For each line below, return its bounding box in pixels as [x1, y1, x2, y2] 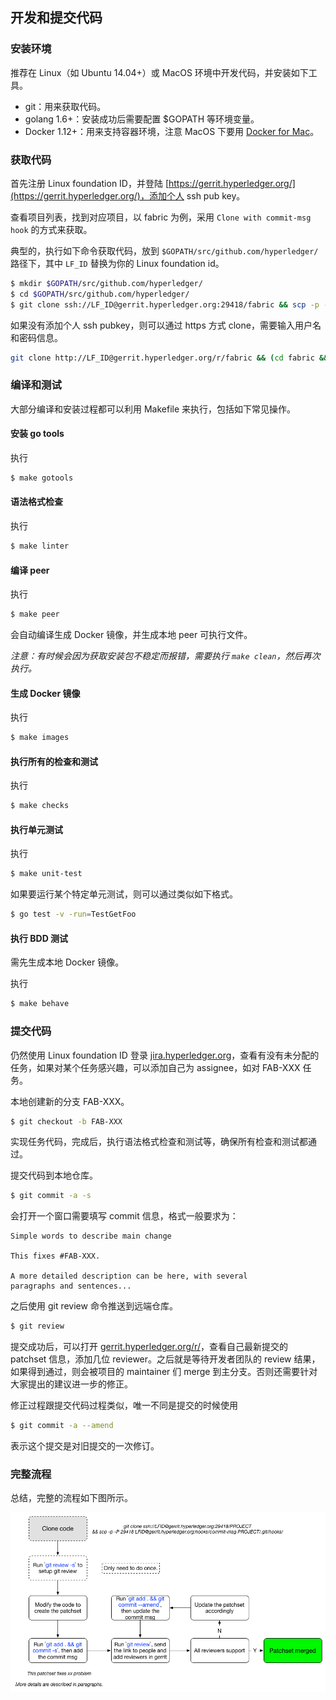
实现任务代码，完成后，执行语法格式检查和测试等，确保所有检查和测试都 [10, 1136, 308, 1148]
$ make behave [10, 999, 70, 1009]
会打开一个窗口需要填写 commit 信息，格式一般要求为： [10, 1210, 239, 1222]
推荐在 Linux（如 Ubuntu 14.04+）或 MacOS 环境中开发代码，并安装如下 [10, 66, 309, 78]
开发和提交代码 [10, 9, 103, 27]
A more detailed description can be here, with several [10, 1271, 248, 1282]
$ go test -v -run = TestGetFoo [10, 909, 137, 920]
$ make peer [10, 609, 60, 620]
